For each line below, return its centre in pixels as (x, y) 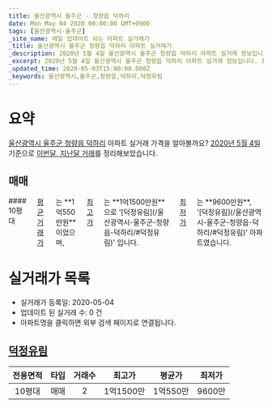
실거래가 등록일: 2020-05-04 (67, 303)
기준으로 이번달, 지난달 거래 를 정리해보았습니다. (83, 153)
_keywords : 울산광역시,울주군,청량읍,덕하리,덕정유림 (86, 76)
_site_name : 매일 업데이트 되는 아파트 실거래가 (79, 39)
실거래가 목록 (49, 279)
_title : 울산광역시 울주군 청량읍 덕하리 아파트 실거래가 (90, 46)
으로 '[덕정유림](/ (131, 213)
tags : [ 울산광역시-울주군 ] (47, 31)
